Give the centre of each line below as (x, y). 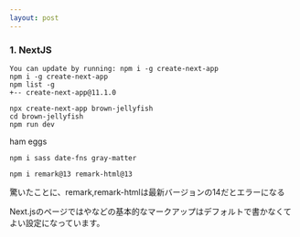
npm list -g (32, 84)
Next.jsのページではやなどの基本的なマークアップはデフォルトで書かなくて (151, 211)
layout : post (34, 18)
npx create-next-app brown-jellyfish (81, 108)
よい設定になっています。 (57, 222)
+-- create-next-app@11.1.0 (63, 92)
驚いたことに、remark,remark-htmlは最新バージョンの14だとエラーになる (147, 191)
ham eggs (28, 141)
